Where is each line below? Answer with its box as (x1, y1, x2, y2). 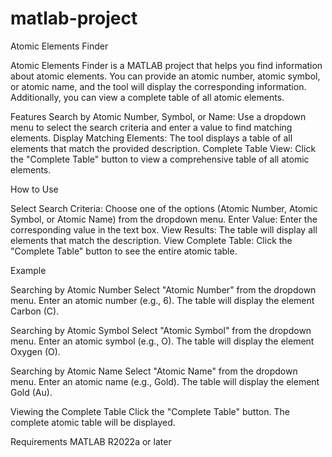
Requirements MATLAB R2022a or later (10, 435, 172, 447)
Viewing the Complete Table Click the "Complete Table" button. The (10, 405, 290, 417)
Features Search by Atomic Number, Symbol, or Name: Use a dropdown (10, 110, 307, 122)
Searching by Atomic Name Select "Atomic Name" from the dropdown (10, 365, 298, 377)
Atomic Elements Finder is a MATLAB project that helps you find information (10, 59, 323, 71)
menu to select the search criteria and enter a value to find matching (10, 121, 293, 133)
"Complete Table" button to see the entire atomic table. (10, 245, 238, 257)
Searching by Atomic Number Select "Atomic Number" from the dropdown (10, 283, 317, 296)
